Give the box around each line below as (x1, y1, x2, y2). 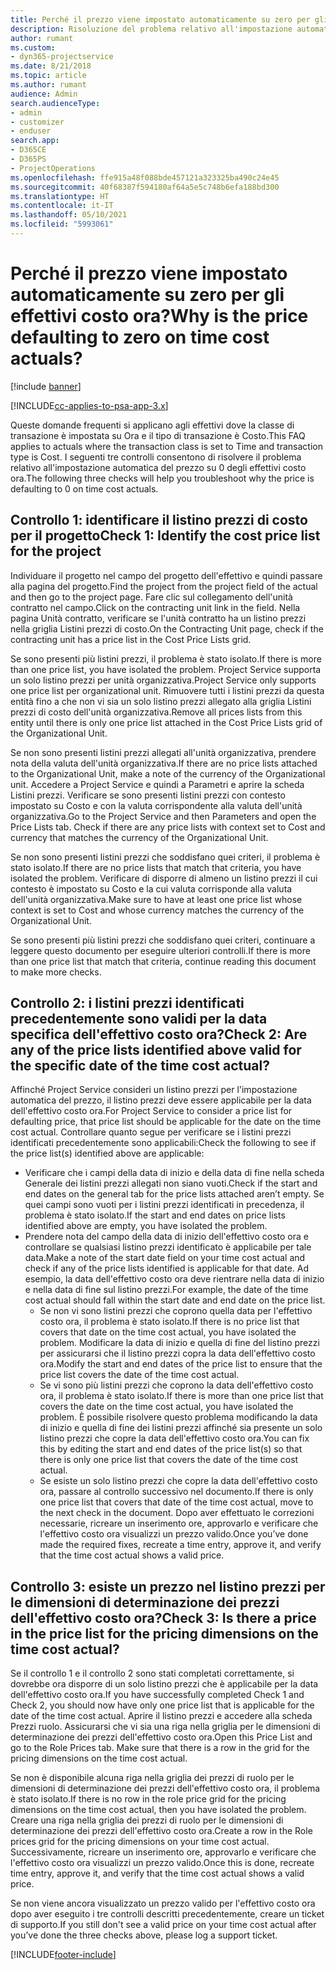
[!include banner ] (10, 380, 82, 392)
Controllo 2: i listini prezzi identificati (10, 995, 245, 1012)
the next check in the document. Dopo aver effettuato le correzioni (39, 1507, 315, 1519)
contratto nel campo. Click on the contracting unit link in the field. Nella (10, 601, 301, 613)
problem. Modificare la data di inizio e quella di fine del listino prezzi (39, 1337, 320, 1349)
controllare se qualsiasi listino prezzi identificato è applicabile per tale (24, 1241, 312, 1253)
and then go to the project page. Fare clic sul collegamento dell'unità (10, 591, 293, 603)
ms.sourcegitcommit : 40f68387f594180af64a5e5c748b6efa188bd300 (10, 182, 280, 192)
